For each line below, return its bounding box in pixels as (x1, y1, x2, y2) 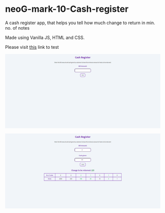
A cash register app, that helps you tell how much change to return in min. (5, 20, 155, 26)
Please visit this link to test (5, 44, 59, 50)
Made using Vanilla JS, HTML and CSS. (5, 35, 85, 40)
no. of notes (5, 25, 30, 31)
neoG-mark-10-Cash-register (5, 3, 129, 15)
